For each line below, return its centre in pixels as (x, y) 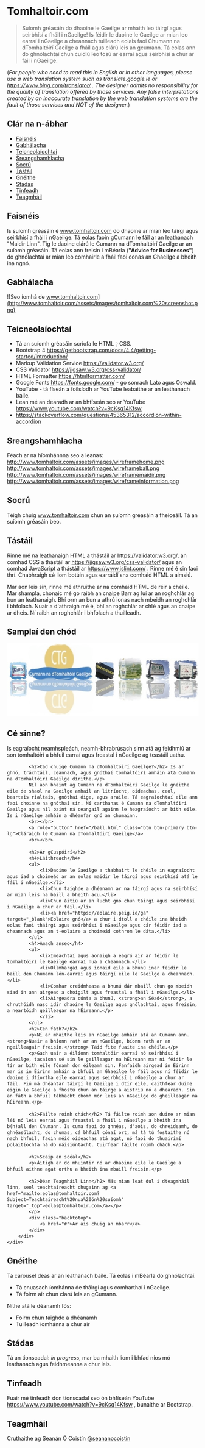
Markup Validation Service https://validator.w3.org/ (80, 363)
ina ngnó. (19, 263)
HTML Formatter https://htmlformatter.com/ (70, 376)
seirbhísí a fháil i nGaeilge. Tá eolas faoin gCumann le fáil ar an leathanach (100, 237)
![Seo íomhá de (26, 297)
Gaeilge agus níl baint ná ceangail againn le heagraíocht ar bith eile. (102, 809)
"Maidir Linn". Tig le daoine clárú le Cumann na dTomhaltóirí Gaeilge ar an (99, 244)
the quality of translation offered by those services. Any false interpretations (103, 91)
